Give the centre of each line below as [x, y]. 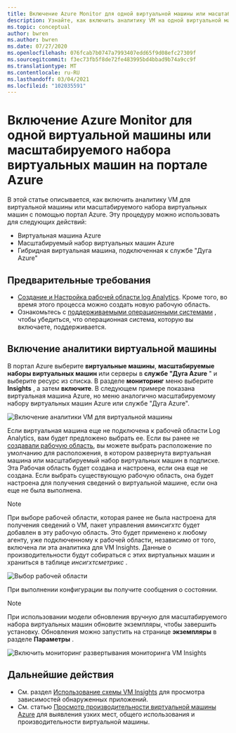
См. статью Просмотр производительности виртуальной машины [117, 706]
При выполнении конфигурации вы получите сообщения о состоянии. [112, 589]
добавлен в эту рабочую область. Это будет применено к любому [107, 532]
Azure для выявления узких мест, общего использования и [106, 714]
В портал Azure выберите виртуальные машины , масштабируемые [111, 365]
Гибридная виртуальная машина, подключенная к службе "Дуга [114, 251]
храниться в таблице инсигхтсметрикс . [67, 562]
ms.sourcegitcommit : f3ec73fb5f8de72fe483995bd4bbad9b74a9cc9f [102, 60]
